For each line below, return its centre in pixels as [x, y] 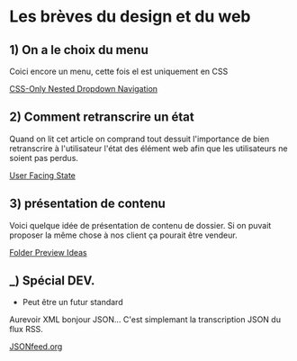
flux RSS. [26, 329]
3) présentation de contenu [88, 204]
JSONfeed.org [36, 347]
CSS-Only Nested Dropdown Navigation [84, 89]
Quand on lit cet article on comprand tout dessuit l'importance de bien [139, 139]
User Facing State [43, 175]
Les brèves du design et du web [130, 17]
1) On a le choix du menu [79, 50]
